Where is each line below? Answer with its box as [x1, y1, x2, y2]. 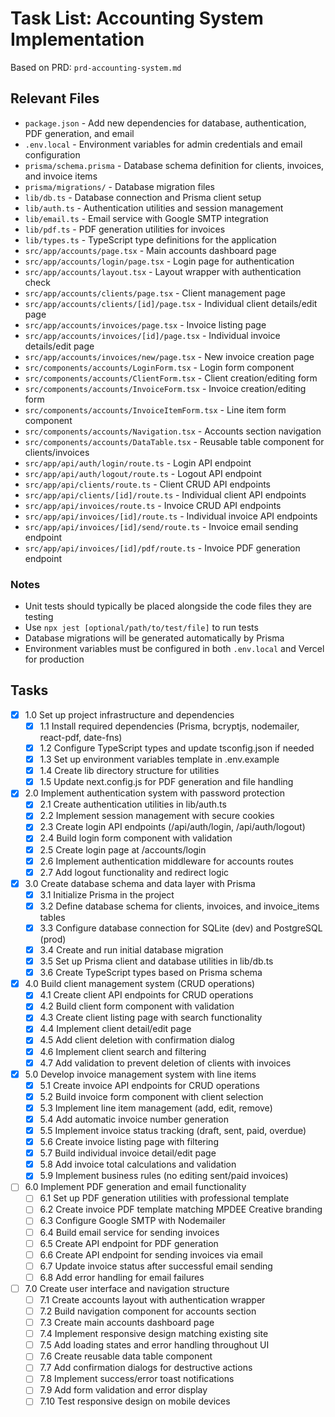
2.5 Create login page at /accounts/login [39, 843, 207, 856]
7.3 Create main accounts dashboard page [39, 1317, 215, 1329]
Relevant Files [10, 90, 100, 107]
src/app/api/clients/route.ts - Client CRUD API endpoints [24, 478, 271, 490]
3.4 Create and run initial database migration [39, 943, 224, 956]
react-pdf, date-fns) [39, 731, 123, 743]
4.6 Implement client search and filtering [39, 1045, 207, 1057]
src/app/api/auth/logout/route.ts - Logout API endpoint [24, 467, 262, 479]
